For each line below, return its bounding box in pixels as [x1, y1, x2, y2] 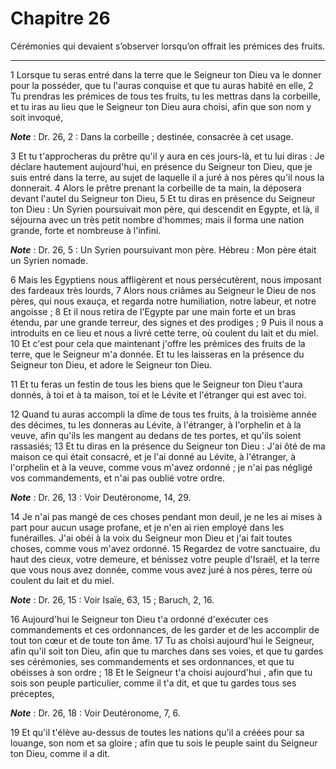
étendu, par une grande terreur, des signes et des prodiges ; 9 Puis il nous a [10, 316, 324, 328]
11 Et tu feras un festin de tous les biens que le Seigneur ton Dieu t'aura [10, 378, 303, 390]
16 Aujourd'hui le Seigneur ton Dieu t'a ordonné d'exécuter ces [10, 613, 269, 625]
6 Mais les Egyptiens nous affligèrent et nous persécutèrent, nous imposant [10, 273, 322, 286]
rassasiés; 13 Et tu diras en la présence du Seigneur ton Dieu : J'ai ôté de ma [10, 440, 326, 452]
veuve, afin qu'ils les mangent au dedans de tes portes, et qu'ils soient [10, 429, 302, 441]
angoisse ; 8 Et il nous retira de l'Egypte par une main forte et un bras [10, 305, 297, 317]
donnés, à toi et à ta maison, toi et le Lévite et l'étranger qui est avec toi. [10, 388, 307, 401]
